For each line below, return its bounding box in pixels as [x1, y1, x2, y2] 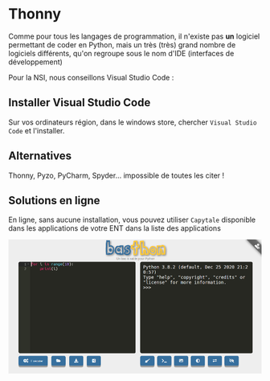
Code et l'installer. [8, 125, 65, 135]
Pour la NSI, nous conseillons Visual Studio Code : [8, 72, 174, 82]
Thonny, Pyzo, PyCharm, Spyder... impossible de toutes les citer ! [8, 170, 225, 180]
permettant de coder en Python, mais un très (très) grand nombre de [8, 39, 236, 49]
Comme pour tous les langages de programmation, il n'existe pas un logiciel [8, 31, 260, 41]
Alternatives [8, 150, 72, 163]
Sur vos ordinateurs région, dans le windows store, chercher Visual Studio [8, 117, 257, 127]
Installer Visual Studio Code [8, 96, 151, 109]
